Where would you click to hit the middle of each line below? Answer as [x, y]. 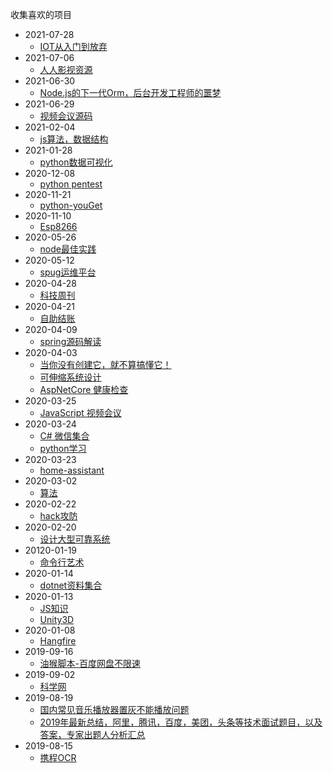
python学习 [63, 448]
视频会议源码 [66, 116]
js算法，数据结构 [74, 139]
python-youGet [71, 205]
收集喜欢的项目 [41, 14]
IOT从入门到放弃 [73, 46]
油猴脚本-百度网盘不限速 [90, 663]
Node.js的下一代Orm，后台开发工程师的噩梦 [130, 92]
